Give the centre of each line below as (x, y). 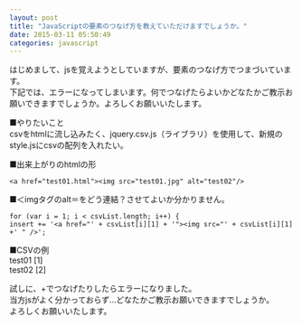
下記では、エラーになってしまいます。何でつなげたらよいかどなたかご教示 (147, 92)
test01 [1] (26, 260)
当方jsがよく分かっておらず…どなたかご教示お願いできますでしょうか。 (142, 300)
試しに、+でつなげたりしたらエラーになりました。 (103, 289)
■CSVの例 (29, 250)
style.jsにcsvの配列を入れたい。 (69, 145)
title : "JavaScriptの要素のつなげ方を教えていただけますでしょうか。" (128, 26)
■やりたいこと (37, 123)
